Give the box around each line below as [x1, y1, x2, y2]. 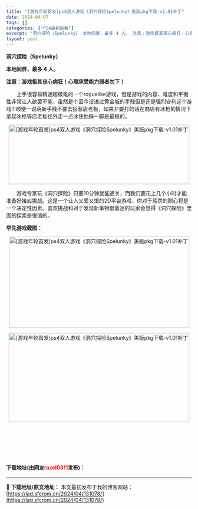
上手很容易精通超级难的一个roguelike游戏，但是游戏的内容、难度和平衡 [16, 91, 189, 97]
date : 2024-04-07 [6, 14, 49, 20]
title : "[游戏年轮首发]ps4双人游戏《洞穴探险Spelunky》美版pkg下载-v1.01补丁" [6, 8, 184, 15]
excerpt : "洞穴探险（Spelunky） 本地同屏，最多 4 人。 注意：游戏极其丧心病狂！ [6, 31, 186, 37]
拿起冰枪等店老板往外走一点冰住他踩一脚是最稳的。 [6, 113, 130, 120]
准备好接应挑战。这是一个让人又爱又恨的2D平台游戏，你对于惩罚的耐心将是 [6, 197, 189, 204]
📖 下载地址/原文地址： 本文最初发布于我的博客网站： [6, 484, 134, 491]
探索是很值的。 [16, 212, 53, 219]
